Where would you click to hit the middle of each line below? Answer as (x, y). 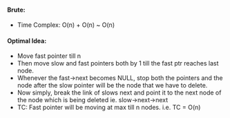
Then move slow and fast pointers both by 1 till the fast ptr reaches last (118, 63)
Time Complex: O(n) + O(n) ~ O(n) (66, 25)
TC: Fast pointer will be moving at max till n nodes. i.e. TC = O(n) (109, 108)
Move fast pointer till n (49, 56)
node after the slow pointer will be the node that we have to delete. (112, 86)
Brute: (16, 10)
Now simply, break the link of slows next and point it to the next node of (119, 92)
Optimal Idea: (27, 41)
